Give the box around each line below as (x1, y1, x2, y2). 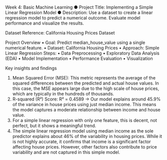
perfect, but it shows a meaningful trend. (12, 122, 96, 128)
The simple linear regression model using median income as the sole (12, 128, 154, 134)
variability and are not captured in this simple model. (12, 149, 121, 155)
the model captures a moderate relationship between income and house (12, 107, 161, 112)
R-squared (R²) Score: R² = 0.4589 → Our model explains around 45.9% (12, 96, 161, 102)
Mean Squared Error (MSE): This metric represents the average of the (12, 75, 156, 80)
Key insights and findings (5, 65, 57, 71)
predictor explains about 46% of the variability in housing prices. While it (12, 133, 163, 139)
